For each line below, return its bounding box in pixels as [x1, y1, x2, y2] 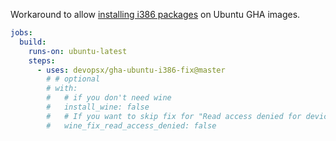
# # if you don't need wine [46, 93, 172, 103]
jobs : [10, 28, 33, 38]
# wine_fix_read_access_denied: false [46, 120, 217, 131]
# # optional [46, 74, 101, 84]
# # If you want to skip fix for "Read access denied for [46, 111, 302, 121]
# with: [46, 84, 78, 94]
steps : [28, 55, 56, 66]
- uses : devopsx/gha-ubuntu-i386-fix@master [36, 65, 226, 75]
